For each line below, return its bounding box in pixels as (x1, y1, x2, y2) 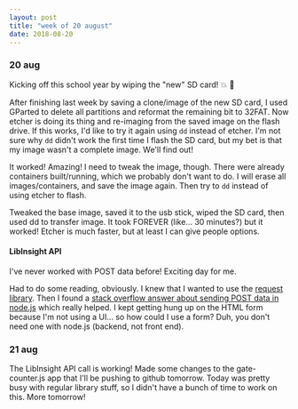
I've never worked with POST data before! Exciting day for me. (9, 266, 237, 277)
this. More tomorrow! (9, 392, 86, 403)
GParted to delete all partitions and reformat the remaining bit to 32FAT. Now (9, 106, 289, 116)
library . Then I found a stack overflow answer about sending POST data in (9, 293, 279, 303)
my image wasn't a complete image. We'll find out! (9, 144, 193, 155)
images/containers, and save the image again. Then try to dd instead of (9, 180, 269, 191)
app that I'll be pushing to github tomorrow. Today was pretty (47, 373, 271, 383)
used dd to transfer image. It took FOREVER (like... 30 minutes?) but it (9, 216, 263, 227)
